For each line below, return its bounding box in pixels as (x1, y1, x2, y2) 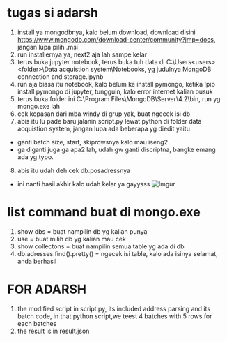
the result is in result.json (17, 327, 90, 335)
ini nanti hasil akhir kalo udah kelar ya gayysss (17, 179, 150, 188)
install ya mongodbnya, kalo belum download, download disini (17, 28, 196, 36)
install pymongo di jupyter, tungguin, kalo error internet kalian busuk (17, 87, 214, 96)
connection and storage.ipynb (17, 72, 104, 81)
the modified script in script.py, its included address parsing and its (17, 304, 211, 313)
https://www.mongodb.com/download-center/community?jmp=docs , (17, 35, 216, 43)
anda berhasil (17, 257, 57, 265)
